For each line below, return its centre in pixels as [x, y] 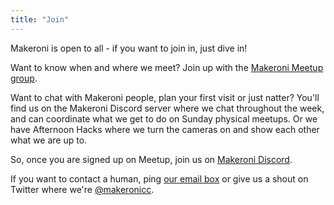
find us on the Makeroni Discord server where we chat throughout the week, [167, 108]
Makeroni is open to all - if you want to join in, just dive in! [129, 48]
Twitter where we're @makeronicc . [82, 189]
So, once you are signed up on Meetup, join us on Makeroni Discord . [151, 159]
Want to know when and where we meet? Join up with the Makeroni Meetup [167, 67]
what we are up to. [49, 140]
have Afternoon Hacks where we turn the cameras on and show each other [165, 129]
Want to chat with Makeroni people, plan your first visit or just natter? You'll [165, 97]
